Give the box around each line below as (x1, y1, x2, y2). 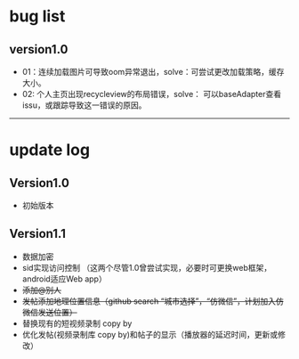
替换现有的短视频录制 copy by (21, 318, 133, 329)
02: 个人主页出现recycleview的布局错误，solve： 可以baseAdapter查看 (21, 89, 282, 99)
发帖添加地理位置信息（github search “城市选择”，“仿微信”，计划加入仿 (21, 296, 284, 306)
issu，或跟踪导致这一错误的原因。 (21, 100, 147, 110)
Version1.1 (9, 226, 67, 241)
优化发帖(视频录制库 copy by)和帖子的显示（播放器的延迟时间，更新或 (21, 329, 279, 339)
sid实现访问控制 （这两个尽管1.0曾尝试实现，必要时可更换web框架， (21, 262, 272, 273)
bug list (9, 6, 66, 27)
